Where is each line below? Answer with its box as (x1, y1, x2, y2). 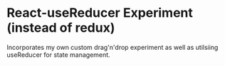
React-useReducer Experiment (6, 5, 194, 21)
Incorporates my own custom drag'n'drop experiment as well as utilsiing (6, 43, 219, 51)
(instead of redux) (6, 20, 115, 36)
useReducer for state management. (6, 51, 111, 59)
